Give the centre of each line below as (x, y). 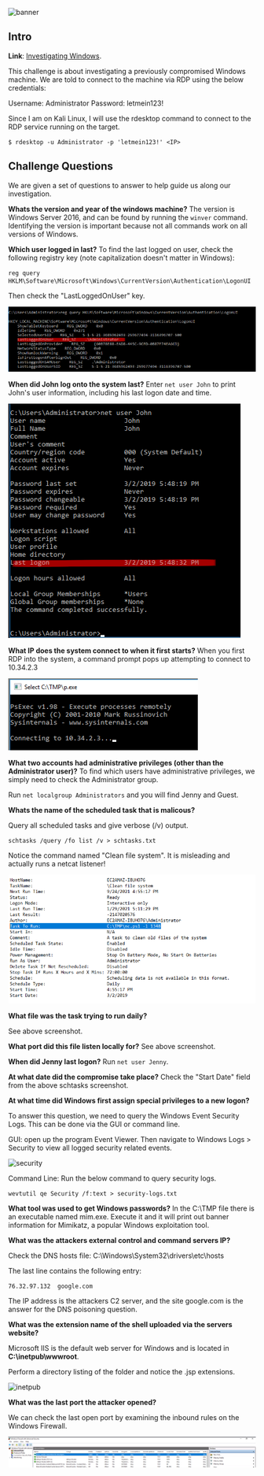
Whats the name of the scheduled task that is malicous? (102, 810)
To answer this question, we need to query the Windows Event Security (124, 1115)
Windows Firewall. (38, 1426)
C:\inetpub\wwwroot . (44, 1356)
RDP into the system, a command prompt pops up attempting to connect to (130, 658)
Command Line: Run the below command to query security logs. (112, 1178)
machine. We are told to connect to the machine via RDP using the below (126, 80)
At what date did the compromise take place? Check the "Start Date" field (129, 1077)
